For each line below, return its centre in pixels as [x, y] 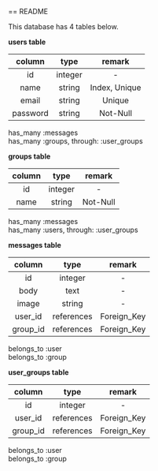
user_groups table [39, 372]
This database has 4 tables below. [64, 26]
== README [28, 11]
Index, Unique [116, 88]
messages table [35, 245]
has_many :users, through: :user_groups [73, 230]
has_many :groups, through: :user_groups [75, 141]
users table [27, 42]
